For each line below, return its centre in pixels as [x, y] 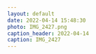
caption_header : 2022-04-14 [48, 33]
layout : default [31, 14]
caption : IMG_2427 [34, 40]
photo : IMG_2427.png [37, 27]
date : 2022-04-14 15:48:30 [47, 20]
